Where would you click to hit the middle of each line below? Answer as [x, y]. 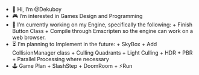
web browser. [29, 37]
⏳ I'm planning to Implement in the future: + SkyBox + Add [84, 44]
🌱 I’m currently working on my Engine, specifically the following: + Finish [102, 25]
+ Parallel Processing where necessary [61, 59]
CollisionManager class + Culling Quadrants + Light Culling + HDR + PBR [102, 53]
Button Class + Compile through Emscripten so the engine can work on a [103, 31]
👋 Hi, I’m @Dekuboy [37, 9]
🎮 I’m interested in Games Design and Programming [77, 16]
